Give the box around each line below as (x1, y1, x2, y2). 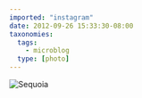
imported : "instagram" (9, 12, 94, 22)
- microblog (25, 46, 70, 55)
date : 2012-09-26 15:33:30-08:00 (9, 21, 134, 30)
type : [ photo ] (17, 54, 70, 63)
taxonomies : (9, 29, 54, 38)
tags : (17, 37, 38, 47)
